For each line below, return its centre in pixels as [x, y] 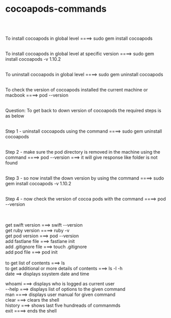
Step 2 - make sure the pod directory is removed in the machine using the [83, 152]
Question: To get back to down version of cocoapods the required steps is [83, 110]
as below [15, 116]
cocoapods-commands [56, 9]
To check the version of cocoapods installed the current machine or [77, 89]
